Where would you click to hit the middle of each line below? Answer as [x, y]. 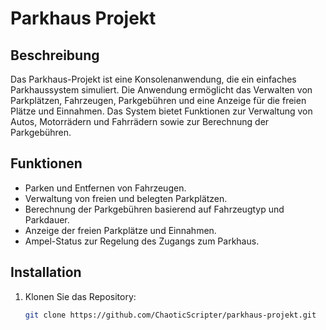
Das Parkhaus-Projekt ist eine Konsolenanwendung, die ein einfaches [153, 79]
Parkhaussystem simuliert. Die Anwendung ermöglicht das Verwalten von [161, 90]
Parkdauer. [47, 219]
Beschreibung [55, 55]
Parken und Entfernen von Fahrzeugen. [105, 188]
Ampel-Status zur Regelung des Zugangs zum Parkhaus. [142, 241]
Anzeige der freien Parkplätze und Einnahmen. [120, 230]
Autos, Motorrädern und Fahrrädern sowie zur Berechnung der [140, 121]
